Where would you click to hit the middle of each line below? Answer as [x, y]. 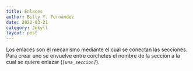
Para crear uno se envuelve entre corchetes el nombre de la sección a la [93, 56]
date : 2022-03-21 [27, 22]
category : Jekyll [27, 28]
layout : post [22, 33]
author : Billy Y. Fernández [40, 17]
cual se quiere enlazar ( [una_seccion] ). [53, 62]
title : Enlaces [24, 11]
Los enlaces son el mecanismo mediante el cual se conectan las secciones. [97, 49]
